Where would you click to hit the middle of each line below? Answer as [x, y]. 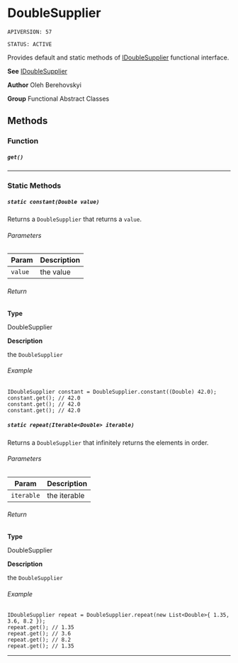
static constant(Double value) [53, 202]
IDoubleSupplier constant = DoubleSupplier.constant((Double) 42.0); [112, 392]
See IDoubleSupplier [38, 71]
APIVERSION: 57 [30, 32]
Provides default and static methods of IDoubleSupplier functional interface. [118, 57]
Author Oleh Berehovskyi [44, 85]
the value [55, 272]
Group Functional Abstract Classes [58, 98]
